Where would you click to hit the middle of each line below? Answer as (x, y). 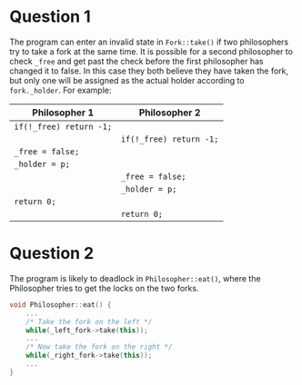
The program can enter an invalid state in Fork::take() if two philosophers (149, 42)
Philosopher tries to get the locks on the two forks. (104, 288)
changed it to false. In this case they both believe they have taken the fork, (149, 71)
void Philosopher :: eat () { (60, 305)
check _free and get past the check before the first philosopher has (136, 61)
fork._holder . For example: (60, 90)
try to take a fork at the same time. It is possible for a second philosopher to (151, 51)
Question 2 (52, 254)
